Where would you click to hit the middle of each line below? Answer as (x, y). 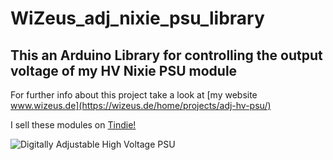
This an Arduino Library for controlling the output (166, 55)
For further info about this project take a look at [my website (134, 95)
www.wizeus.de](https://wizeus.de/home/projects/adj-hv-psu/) (141, 105)
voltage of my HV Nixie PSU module (124, 70)
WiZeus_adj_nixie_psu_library (137, 18)
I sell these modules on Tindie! (73, 125)
